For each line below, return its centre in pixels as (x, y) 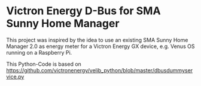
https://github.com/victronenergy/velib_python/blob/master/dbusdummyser (100, 70)
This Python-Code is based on (44, 64)
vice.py (15, 77)
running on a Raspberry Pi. (39, 52)
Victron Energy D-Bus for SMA (83, 11)
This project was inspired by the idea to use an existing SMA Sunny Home (97, 40)
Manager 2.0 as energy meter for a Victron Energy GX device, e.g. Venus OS (100, 46)
